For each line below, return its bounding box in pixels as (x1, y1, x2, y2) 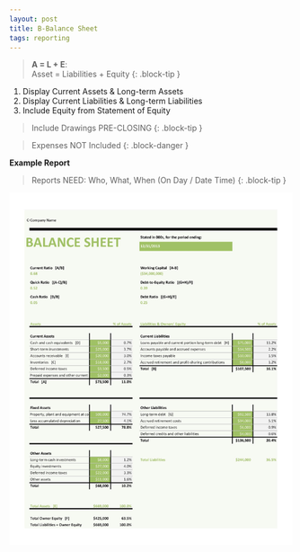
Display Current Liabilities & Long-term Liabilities (22, 95, 203, 107)
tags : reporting (9, 33, 70, 42)
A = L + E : (31, 59, 67, 70)
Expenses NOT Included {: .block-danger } (31, 140, 189, 151)
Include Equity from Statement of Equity (22, 105, 171, 116)
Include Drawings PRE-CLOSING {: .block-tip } (31, 122, 203, 134)
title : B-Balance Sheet (9, 23, 99, 33)
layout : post (9, 14, 58, 23)
